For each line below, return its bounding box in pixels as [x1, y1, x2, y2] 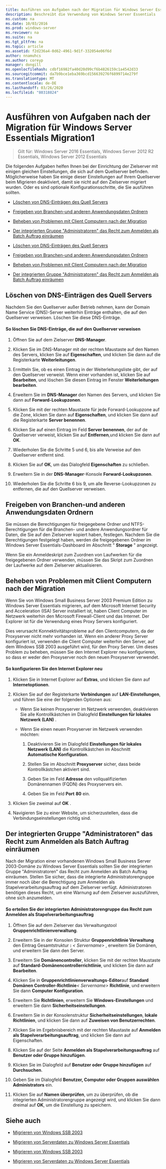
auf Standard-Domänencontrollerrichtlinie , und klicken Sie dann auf [12, 962, 154, 968]
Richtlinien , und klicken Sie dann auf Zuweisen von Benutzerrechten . [12, 1017, 156, 1023]
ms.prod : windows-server [5, 26, 57, 31]
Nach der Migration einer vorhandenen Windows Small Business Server [5, 858, 151, 864]
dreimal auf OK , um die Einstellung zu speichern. [12, 1102, 112, 1108]
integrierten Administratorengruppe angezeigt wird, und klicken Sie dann [12, 1097, 161, 1103]
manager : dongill [5, 62, 41, 67]
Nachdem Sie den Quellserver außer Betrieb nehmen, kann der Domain [5, 304, 150, 310]
